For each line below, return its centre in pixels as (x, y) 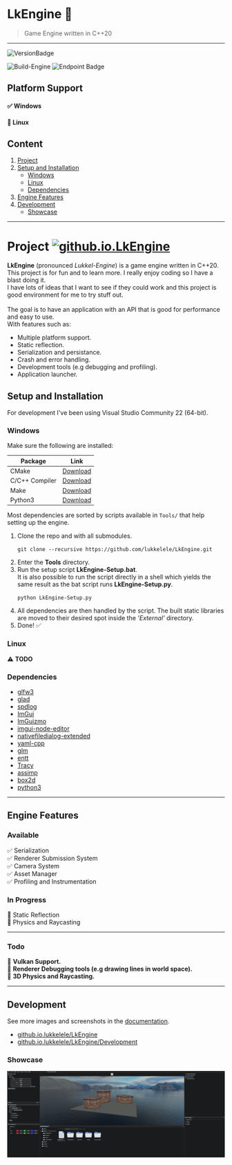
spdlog (27, 706)
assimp (27, 772)
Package (33, 461)
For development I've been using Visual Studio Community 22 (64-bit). (108, 413)
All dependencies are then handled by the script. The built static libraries (120, 611)
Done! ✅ (29, 626)
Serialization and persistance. (59, 353)
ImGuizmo (32, 721)
